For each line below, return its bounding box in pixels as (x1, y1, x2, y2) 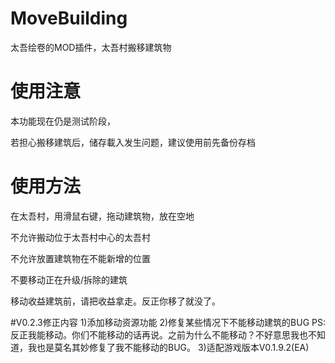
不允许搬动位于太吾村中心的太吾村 (10, 231, 151, 243)
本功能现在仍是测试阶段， (10, 115, 116, 127)
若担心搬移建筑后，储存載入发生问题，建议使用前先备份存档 (10, 136, 256, 148)
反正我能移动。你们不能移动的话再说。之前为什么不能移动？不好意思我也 (10, 328, 308, 341)
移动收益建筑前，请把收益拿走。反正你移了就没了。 (10, 295, 221, 307)
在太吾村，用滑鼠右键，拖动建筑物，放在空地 (10, 210, 195, 222)
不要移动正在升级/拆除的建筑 (10, 273, 128, 286)
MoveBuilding (10, 7, 128, 30)
